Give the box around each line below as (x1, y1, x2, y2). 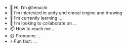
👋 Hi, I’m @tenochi (9, 5, 48, 10)
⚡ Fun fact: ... (9, 38, 37, 44)
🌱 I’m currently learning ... (9, 15, 63, 21)
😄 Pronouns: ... (9, 33, 42, 39)
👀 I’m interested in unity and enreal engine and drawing (9, 10, 123, 16)
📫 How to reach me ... (9, 26, 56, 31)
